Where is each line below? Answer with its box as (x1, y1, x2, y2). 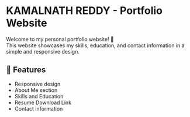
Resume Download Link (14, 99, 72, 106)
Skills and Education (14, 93, 64, 100)
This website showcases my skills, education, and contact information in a (6, 42, 185, 49)
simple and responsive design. (6, 48, 80, 55)
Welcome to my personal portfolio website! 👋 (6, 36, 114, 42)
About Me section (14, 86, 58, 94)
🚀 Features (6, 65, 46, 75)
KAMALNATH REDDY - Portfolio (6, 4, 163, 17)
